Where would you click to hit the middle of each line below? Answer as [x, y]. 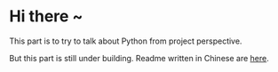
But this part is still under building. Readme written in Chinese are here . [139, 58]
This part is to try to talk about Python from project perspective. [126, 41]
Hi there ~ [46, 16]
